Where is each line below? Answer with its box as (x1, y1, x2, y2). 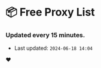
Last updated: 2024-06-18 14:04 (14, 45, 93, 52)
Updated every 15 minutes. (5, 31, 85, 40)
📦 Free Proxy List (5, 5, 95, 19)
